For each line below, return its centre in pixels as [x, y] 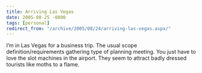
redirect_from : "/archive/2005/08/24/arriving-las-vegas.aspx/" [89, 28]
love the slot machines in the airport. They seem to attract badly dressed [96, 58]
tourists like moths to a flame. [43, 65]
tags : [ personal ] [28, 23]
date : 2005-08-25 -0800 [36, 17]
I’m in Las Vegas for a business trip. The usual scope [72, 45]
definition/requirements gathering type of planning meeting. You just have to [101, 52]
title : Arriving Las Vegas [40, 12]
